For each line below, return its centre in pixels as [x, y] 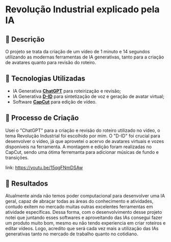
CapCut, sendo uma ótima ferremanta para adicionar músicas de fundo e [82, 152]
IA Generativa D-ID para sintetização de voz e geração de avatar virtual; [88, 96]
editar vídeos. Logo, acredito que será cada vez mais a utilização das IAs [82, 229]
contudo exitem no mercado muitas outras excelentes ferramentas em [79, 207]
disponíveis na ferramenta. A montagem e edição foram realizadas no [79, 147]
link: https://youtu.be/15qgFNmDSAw [44, 167]
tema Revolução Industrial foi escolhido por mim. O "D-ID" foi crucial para [83, 136]
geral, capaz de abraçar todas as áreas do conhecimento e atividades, [79, 201]
